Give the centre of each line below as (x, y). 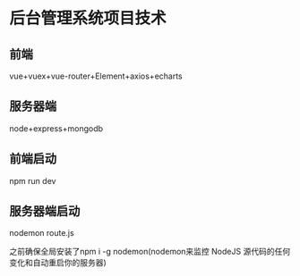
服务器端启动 (45, 211)
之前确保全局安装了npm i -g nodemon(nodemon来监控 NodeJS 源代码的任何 (150, 252)
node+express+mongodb (56, 128)
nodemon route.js (42, 233)
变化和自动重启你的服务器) (58, 263)
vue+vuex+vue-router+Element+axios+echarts (96, 76)
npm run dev (33, 180)
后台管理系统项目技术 (88, 18)
